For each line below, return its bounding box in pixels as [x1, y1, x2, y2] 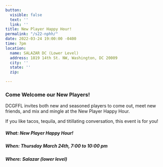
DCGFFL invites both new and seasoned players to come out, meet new [5, 103, 156, 109]
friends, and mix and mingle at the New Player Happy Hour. [5, 108, 130, 115]
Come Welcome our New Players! [5, 91, 90, 98]
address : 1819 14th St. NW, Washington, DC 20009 [10, 55, 118, 61]
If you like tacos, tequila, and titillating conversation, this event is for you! [5, 118, 158, 124]
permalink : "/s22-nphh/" [5, 31, 58, 36]
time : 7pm [5, 41, 27, 46]
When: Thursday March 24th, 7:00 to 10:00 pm [5, 143, 108, 149]
